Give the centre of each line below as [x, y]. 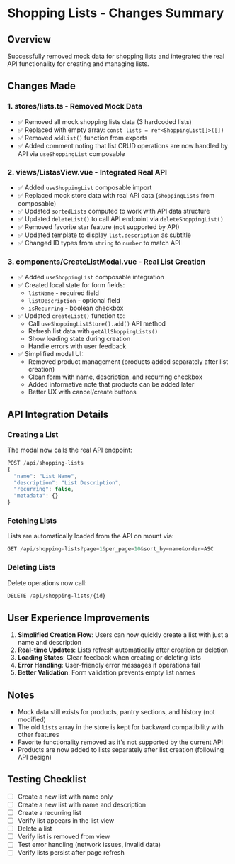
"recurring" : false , [44, 489]
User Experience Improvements [79, 617]
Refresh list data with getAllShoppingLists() [93, 331]
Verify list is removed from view [64, 837]
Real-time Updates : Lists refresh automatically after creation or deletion [123, 650]
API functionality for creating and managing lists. [79, 64]
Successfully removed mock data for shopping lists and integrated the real [116, 56]
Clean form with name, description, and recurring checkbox [115, 377]
